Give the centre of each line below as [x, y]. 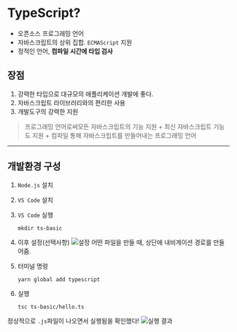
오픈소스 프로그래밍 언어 [51, 33]
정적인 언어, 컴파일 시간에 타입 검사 [65, 51]
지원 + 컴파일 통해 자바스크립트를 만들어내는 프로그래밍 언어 [114, 135]
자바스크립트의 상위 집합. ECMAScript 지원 [75, 42]
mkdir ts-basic [40, 228]
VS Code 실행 [35, 215]
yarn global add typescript [59, 279]
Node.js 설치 [35, 184]
